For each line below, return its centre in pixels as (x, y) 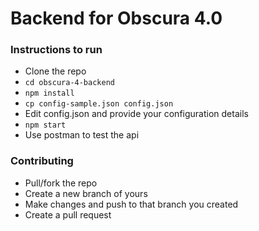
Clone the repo (55, 71)
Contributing (42, 161)
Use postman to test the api (82, 135)
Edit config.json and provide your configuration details (136, 114)
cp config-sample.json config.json (99, 104)
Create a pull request (68, 214)
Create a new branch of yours (86, 193)
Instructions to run (56, 50)
